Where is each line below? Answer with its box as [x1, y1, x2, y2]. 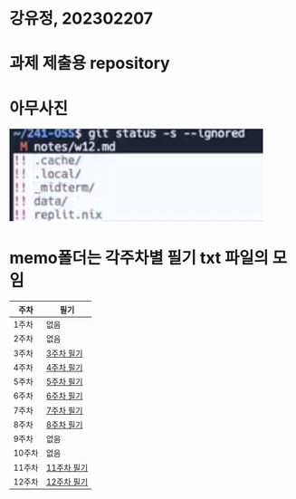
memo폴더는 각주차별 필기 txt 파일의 [9, 247, 269, 268]
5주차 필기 [45, 377, 83, 387]
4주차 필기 [45, 361, 83, 372]
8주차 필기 [45, 418, 83, 430]
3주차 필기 [45, 348, 83, 359]
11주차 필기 [45, 462, 89, 473]
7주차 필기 [45, 405, 83, 416]
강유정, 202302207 [9, 8, 154, 29]
